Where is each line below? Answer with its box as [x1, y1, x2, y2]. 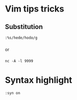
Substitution [5, 23, 43, 31]
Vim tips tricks [5, 3, 64, 14]
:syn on [5, 90, 21, 95]
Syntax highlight [5, 75, 72, 86]
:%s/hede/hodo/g [5, 35, 38, 40]
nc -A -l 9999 [5, 58, 34, 63]
